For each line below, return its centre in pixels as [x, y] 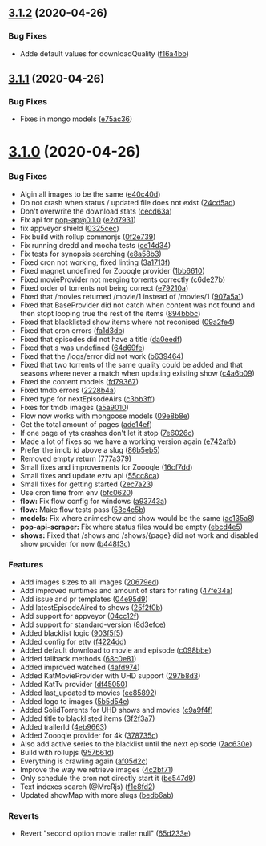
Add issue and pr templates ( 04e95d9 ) [84, 599]
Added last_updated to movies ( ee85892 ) [89, 693]
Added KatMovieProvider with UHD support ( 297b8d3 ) [110, 676]
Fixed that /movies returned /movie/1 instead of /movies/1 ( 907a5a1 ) [132, 296]
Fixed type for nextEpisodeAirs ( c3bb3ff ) [87, 399]
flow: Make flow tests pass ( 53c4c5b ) [83, 510]
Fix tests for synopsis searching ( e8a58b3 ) [91, 254]
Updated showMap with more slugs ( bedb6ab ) [97, 795]
